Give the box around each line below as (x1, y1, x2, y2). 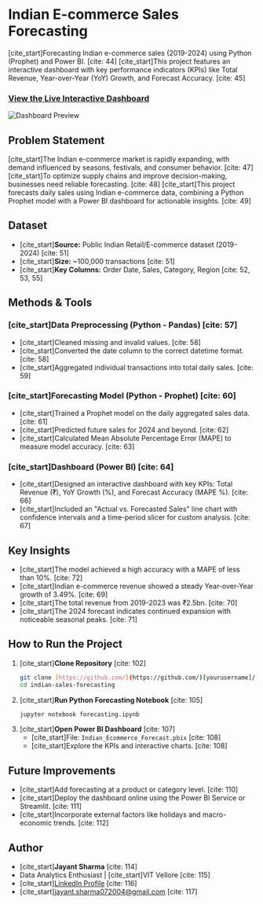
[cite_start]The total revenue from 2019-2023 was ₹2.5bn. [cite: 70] (19, 597, 238, 607)
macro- (203, 810, 227, 819)
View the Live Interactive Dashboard (8, 93, 150, 104)
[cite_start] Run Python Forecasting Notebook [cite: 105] (19, 695, 203, 704)
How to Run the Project (8, 638, 123, 651)
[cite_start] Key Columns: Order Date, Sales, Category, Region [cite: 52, (19, 265, 250, 274)
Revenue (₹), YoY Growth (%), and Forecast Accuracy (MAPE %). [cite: (19, 487, 249, 497)
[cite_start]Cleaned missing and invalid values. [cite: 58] (19, 337, 202, 347)
